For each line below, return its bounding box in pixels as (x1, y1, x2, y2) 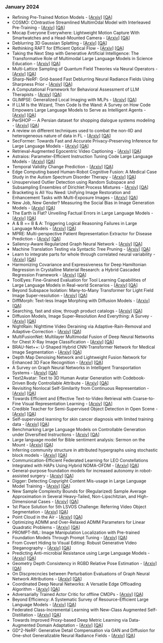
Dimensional (12, 498, 37, 505)
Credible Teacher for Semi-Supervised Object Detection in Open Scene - (12, 406, 158, 412)
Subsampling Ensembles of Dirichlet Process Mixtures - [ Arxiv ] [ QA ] (12, 184, 149, 190)
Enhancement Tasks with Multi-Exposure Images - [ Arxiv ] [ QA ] (12, 195, 138, 201)
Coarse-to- (132, 396, 155, 402)
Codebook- (122, 375, 146, 381)
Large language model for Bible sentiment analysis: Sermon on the (12, 437, 146, 443)
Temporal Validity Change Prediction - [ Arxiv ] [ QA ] (12, 164, 114, 170)
